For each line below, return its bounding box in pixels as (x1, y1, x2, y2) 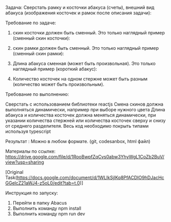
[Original (5, 169, 24, 175)
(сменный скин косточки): (12, 35, 71, 41)
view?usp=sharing (5, 159, 45, 165)
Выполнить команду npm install (12, 205, 82, 211)
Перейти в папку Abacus (12, 200, 67, 206)
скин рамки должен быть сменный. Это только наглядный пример (12, 45, 159, 51)
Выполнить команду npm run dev (12, 211, 85, 217)
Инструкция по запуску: (5, 190, 58, 196)
